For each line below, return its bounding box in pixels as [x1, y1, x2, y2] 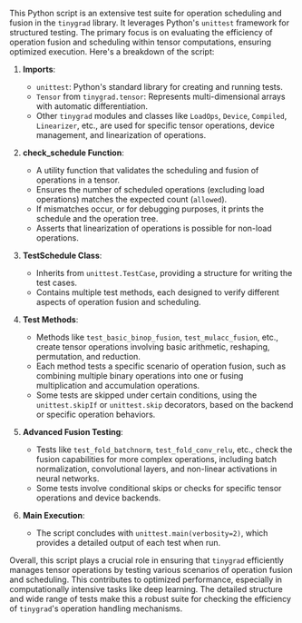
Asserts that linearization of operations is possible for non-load [35, 222, 272, 233]
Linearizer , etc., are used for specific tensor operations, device [35, 120, 275, 131]
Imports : [22, 64, 56, 74]
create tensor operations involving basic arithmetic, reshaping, [35, 341, 270, 352]
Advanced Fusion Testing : [22, 427, 124, 437]
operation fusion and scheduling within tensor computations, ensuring [9, 36, 272, 47]
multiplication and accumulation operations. [35, 381, 200, 391]
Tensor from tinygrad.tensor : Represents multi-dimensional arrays [35, 91, 286, 102]
